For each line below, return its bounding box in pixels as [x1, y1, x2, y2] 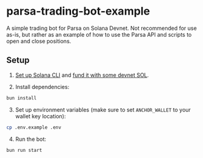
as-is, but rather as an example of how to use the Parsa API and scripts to [6, 31, 192, 38]
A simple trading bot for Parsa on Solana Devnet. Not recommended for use [6, 24, 197, 32]
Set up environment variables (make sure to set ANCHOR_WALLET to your [15, 106, 191, 113]
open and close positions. [6, 37, 72, 45]
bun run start [6, 147, 43, 153]
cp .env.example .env [6, 124, 62, 131]
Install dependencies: [15, 83, 70, 90]
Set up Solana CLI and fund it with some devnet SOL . [15, 71, 149, 79]
